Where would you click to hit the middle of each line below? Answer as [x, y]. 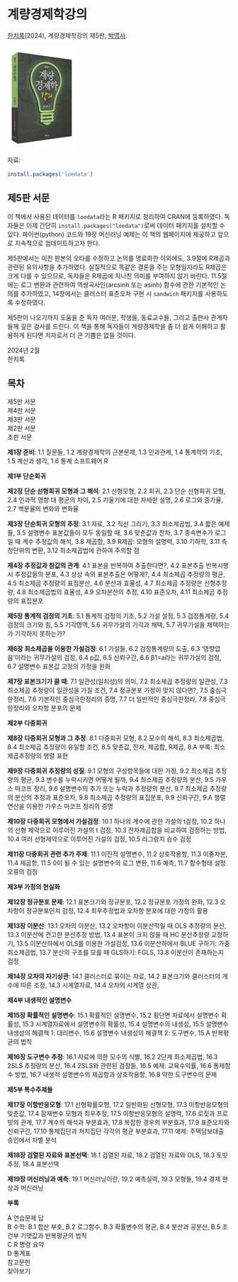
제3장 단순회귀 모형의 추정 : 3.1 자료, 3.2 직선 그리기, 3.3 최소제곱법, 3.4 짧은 [112, 524]
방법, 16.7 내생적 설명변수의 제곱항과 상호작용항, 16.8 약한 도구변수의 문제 [116, 1074]
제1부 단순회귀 [27, 476]
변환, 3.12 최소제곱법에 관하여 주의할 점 [85, 550]
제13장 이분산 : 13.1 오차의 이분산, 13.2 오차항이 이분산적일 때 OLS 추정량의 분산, [117, 926]
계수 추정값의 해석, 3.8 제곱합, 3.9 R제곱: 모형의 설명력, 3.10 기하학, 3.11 [121, 542]
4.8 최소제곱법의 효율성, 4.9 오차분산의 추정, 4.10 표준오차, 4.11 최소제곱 [116, 592]
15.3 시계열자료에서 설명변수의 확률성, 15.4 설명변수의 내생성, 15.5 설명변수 [125, 1024]
